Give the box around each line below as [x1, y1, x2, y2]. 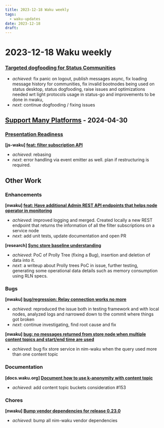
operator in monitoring [5, 208, 53, 214]
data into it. [12, 257, 35, 263]
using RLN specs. [12, 273, 48, 279]
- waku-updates [9, 16, 41, 21]
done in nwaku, [12, 97, 44, 103]
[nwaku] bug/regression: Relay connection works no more [5, 296, 127, 302]
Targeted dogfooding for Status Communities [5, 65, 116, 71]
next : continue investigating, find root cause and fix [12, 321, 116, 328]
